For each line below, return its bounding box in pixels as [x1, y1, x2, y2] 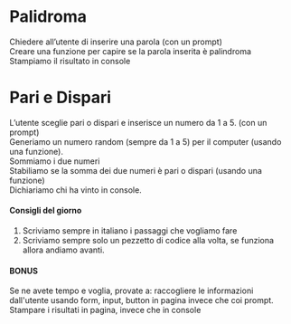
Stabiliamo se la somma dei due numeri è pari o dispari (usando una [9, 165, 262, 176]
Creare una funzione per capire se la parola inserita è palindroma [9, 45, 251, 56]
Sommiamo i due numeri [9, 156, 100, 167]
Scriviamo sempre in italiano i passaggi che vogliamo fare [22, 225, 238, 236]
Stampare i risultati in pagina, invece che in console [9, 305, 202, 316]
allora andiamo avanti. [22, 244, 106, 255]
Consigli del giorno [9, 205, 82, 216]
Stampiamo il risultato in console [9, 55, 131, 66]
